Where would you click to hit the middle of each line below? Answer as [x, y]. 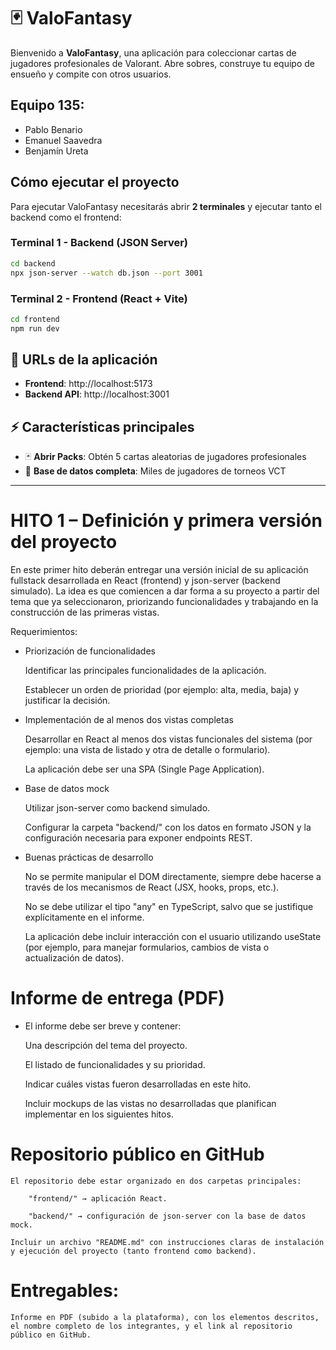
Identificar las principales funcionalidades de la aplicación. [145, 671]
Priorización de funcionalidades [90, 651]
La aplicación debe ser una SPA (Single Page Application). [144, 769]
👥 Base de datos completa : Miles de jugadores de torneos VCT [155, 471]
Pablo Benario [53, 129]
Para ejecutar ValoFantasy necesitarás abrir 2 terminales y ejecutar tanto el [166, 206]
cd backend [33, 263]
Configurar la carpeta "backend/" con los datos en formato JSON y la [168, 827]
